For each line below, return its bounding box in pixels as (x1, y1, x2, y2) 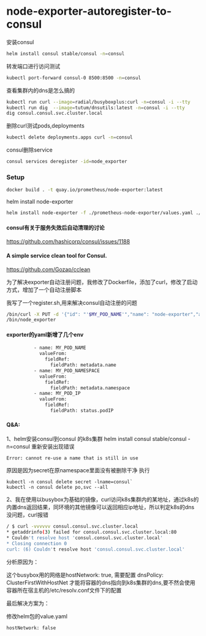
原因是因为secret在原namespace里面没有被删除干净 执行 (6, 467, 150, 474)
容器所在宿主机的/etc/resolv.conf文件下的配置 (6, 586, 122, 594)
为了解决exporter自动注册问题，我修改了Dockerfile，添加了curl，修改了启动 (6, 278, 198, 286)
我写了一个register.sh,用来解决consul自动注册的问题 (6, 299, 138, 306)
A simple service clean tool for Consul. (6, 251, 107, 259)
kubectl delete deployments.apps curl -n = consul (6, 134, 133, 140)
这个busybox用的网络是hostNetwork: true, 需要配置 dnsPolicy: (6, 571, 164, 578)
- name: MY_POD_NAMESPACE (33, 367, 100, 374)
